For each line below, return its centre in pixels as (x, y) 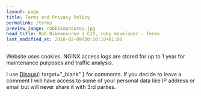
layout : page (23, 12)
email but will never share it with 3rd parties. (61, 87)
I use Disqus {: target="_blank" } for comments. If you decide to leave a (94, 74)
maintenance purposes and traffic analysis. (60, 63)
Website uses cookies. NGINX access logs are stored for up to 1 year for (96, 56)
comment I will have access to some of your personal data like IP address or (101, 80)
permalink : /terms (29, 23)
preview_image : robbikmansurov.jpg (51, 28)
